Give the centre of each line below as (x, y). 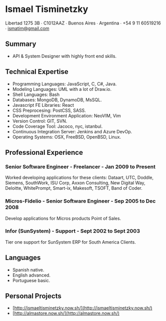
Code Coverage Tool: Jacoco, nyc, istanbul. (57, 126)
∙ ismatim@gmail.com (27, 28)
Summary (21, 44)
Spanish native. (28, 270)
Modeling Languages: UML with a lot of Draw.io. (62, 89)
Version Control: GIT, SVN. (40, 121)
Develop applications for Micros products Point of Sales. (63, 218)
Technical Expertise (37, 72)
